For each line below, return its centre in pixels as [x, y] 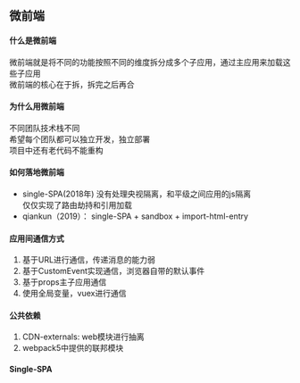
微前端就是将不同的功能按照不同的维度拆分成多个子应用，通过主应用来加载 [146, 62]
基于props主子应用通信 [64, 282]
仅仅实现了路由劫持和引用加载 [77, 205]
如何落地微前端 [37, 172]
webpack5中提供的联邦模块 [73, 348]
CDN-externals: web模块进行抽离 [83, 337]
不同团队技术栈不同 [45, 128]
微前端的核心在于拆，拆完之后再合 [72, 84]
